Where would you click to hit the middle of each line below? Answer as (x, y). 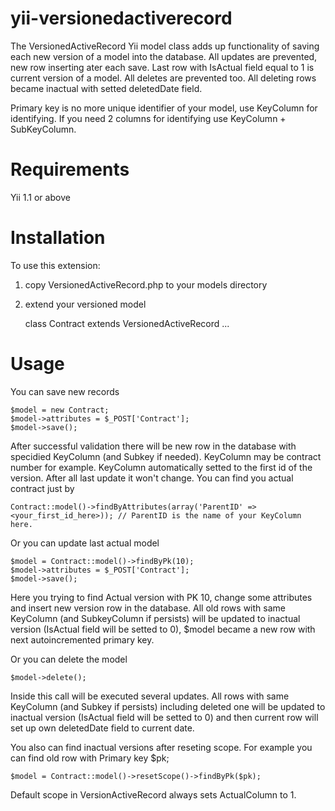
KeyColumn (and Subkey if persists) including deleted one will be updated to (168, 706)
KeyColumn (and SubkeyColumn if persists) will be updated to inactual (155, 618)
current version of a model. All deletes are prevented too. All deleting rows (163, 78)
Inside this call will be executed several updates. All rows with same (150, 696)
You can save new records (65, 391)
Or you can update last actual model (85, 543)
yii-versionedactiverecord (121, 18)
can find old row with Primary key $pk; (90, 758)
